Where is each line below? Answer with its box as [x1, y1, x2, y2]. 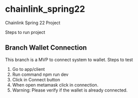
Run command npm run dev [12, 71, 69, 77]
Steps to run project [5, 29, 46, 35]
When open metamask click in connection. [12, 82, 99, 88]
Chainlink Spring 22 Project [5, 20, 60, 26]
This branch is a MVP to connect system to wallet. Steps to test [5, 57, 134, 63]
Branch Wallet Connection [5, 43, 87, 52]
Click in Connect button [12, 76, 60, 82]
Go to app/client [12, 66, 45, 72]
